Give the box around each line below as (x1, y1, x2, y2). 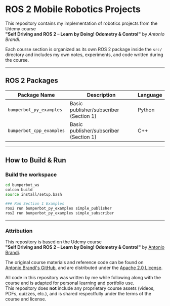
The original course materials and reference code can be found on (5, 259, 144, 265)
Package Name (17, 91, 55, 98)
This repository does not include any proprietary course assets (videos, (5, 285, 155, 291)
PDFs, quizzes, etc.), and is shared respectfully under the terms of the (5, 290, 152, 296)
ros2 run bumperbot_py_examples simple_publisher (5, 206, 112, 211)
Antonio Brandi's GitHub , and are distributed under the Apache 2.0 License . (5, 265, 163, 271)
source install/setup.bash (5, 192, 62, 197)
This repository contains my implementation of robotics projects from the (5, 20, 158, 26)
